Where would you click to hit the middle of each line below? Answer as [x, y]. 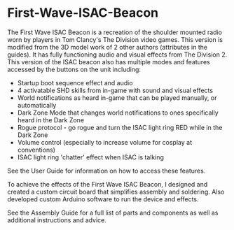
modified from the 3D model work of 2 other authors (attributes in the [108, 47]
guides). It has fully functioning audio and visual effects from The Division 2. [117, 55]
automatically [37, 105]
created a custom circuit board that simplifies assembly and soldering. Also [116, 192]
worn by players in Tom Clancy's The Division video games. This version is [115, 39]
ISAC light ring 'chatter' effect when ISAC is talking [91, 157]
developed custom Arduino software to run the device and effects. [103, 199]
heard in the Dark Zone [51, 120]
